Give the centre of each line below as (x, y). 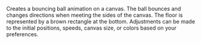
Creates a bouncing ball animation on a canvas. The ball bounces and (94, 9)
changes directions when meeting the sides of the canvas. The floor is (95, 15)
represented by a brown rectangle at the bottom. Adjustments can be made (101, 21)
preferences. (22, 34)
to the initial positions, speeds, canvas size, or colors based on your (91, 28)
